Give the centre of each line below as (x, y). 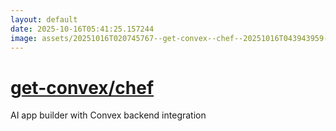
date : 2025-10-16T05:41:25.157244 (82, 29)
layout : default (44, 19)
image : (24, 38)
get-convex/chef (82, 87)
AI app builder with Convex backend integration (108, 115)
